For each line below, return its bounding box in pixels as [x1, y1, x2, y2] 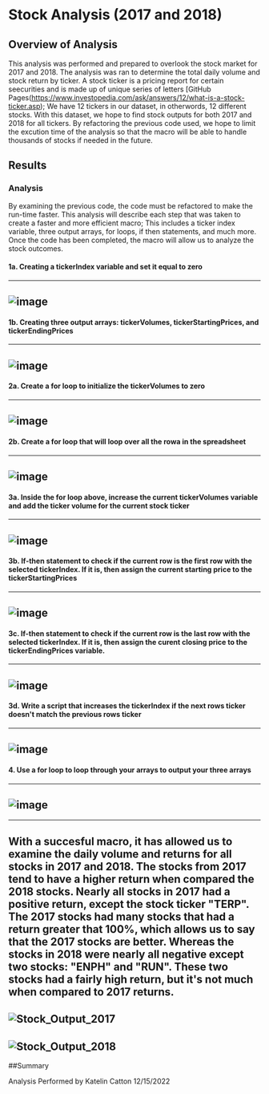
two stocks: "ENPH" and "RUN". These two [8, 960, 228, 974]
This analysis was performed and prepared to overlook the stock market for [8, 59, 258, 68]
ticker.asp [8, 102, 41, 111]
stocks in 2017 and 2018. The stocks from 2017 [8, 860, 247, 873]
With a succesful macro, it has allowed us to [8, 834, 233, 848]
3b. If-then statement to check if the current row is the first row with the [8, 556, 252, 566]
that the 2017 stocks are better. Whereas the [8, 934, 235, 948]
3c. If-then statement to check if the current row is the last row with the [8, 628, 251, 638]
